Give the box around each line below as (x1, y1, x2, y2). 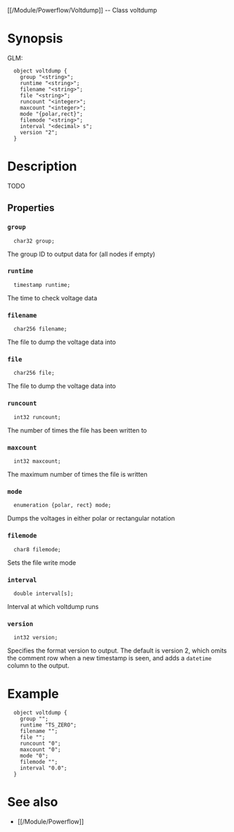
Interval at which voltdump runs (7, 602, 99, 610)
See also (7, 794, 58, 810)
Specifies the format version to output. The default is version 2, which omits (7, 646, 227, 655)
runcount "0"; (20, 740, 61, 748)
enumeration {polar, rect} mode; (13, 502, 112, 509)
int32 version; (13, 634, 58, 641)
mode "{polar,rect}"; (20, 110, 83, 117)
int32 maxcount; (13, 458, 61, 465)
